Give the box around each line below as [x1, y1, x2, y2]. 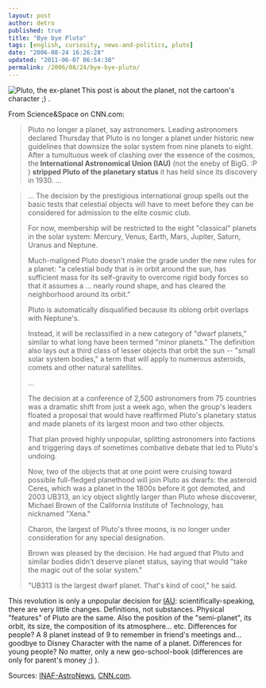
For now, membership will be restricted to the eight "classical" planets [27, 223, 256, 233]
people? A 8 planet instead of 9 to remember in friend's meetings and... [8, 630, 242, 639]
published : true [8, 26, 62, 34]
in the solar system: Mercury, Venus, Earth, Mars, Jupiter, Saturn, [27, 232, 241, 241]
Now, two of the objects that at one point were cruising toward [27, 467, 233, 476]
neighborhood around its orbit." [27, 289, 131, 299]
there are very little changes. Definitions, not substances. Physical [8, 604, 225, 614]
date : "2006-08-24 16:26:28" [8, 49, 105, 57]
